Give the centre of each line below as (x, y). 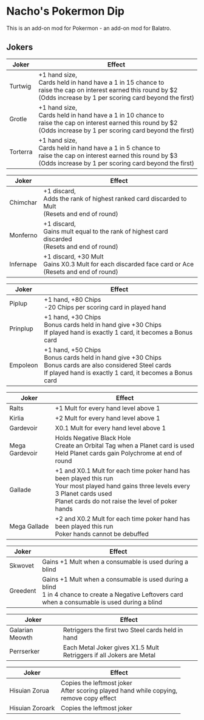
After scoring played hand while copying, (119, 690)
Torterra (21, 152)
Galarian (21, 630)
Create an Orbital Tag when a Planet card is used (124, 445)
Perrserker (25, 651)
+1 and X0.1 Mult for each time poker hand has (122, 471)
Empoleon (24, 365)
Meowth (21, 637)
